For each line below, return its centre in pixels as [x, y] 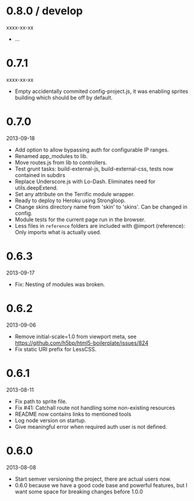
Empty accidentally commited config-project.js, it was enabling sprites [101, 91]
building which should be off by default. [64, 97]
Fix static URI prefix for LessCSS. [56, 349]
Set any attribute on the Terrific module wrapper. [75, 194]
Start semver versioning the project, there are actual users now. [93, 479]
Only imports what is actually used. [58, 232]
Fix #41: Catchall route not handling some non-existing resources [95, 407]
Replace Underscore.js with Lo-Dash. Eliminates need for [85, 181]
